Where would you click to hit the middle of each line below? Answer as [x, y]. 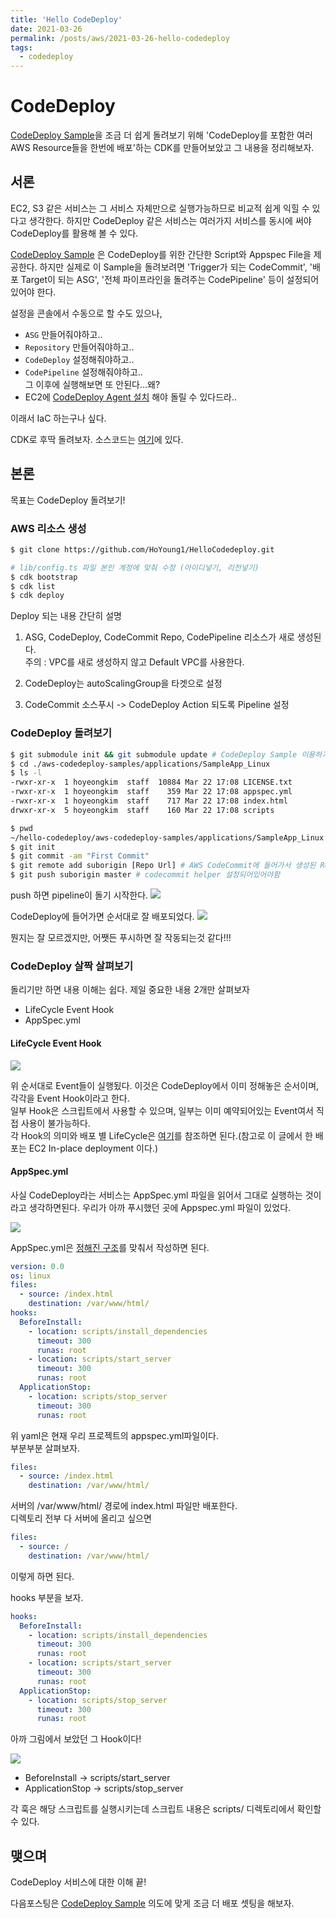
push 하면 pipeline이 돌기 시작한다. [79, 895]
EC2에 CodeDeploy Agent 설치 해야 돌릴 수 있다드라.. [131, 397]
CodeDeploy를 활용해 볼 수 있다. [74, 233]
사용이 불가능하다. [55, 1123]
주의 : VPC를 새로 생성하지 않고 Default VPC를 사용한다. [134, 662]
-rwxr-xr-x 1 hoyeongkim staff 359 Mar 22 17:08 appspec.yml [151, 792]
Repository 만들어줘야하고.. [79, 347]
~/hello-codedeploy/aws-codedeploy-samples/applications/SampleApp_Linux [167, 837]
